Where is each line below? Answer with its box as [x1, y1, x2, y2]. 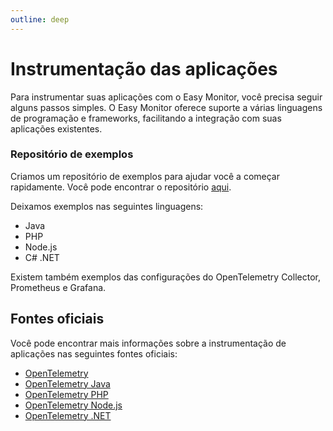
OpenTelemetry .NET [24, 409, 112, 421]
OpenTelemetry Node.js [24, 399, 123, 411]
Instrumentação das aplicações [10, 57, 278, 80]
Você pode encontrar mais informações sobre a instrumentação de [10, 337, 287, 349]
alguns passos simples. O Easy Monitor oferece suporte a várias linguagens [10, 101, 323, 113]
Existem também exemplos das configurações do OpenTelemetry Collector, [10, 271, 321, 283]
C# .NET [24, 251, 60, 263]
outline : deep [10, 14, 70, 25]
